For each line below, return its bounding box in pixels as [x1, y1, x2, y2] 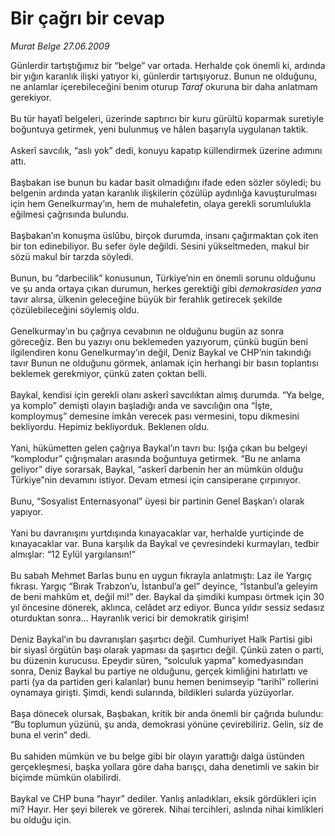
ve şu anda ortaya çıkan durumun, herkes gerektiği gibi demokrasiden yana [10, 282, 322, 294]
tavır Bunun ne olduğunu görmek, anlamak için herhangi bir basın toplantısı [10, 357, 319, 369]
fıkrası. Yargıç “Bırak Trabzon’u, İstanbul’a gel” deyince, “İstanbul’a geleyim [10, 580, 318, 592]
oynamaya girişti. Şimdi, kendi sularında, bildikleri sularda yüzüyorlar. [10, 686, 295, 698]
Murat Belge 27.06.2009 [10, 40, 110, 52]
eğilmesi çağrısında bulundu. [10, 208, 130, 220]
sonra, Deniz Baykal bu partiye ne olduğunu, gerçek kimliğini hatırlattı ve [10, 665, 308, 677]
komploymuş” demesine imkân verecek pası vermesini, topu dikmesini [10, 410, 300, 422]
